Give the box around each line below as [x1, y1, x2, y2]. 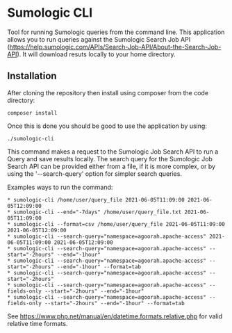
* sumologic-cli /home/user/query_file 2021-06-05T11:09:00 [7, 196, 185, 203]
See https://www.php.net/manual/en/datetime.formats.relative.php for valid [7, 311, 223, 320]
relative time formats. [7, 319, 68, 327]
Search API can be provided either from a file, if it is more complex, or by [7, 162, 216, 170]
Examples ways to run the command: [7, 183, 113, 191]
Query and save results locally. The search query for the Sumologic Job [7, 154, 213, 163]
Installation [7, 70, 57, 82]
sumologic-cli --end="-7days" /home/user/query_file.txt [13, 209, 182, 216]
